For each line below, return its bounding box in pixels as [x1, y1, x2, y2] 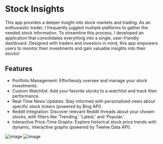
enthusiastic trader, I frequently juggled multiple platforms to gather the [5, 24, 148, 30]
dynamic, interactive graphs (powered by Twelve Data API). [12, 124, 131, 130]
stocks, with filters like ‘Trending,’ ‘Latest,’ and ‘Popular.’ [12, 113, 125, 120]
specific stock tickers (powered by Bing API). [12, 103, 103, 109]
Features [5, 65, 33, 73]
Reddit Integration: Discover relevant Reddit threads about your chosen [12, 108, 155, 114]
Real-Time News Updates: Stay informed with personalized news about [12, 98, 155, 104]
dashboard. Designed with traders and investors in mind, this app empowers [5, 40, 158, 46]
